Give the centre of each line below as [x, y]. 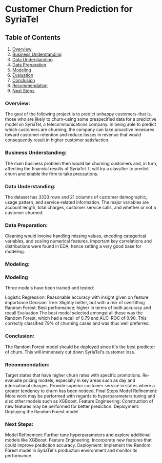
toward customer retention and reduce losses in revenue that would [73, 135]
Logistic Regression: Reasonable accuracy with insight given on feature [77, 297]
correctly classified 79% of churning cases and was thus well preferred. [78, 323]
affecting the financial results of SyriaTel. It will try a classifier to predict [77, 168]
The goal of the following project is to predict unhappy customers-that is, [79, 114]
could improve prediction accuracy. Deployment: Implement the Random [78, 445]
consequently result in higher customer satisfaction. [57, 140]
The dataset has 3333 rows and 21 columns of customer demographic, [76, 197]
